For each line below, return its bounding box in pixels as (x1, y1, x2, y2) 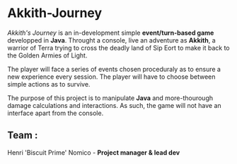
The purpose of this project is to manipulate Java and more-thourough (7, 94, 214, 102)
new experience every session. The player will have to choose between (7, 72, 216, 81)
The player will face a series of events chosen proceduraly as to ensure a (7, 65, 221, 73)
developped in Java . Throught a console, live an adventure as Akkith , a (7, 35, 216, 44)
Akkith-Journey (7, 5, 103, 21)
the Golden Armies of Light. (7, 51, 88, 60)
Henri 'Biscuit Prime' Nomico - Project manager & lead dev (7, 148, 180, 157)
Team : (7, 129, 38, 141)
